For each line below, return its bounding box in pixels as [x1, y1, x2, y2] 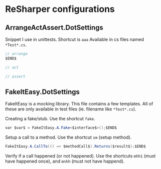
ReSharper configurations [5, 3, 115, 15]
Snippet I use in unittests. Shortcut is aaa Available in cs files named [5, 36, 144, 42]
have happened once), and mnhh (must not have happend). [5, 158, 125, 165]
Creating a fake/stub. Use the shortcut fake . [5, 116, 96, 122]
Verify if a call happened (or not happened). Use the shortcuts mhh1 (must [5, 153, 156, 159]
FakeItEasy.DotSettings [5, 87, 80, 96]
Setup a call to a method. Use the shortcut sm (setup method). [5, 134, 132, 140]
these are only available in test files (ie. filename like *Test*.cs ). [5, 106, 137, 112]
